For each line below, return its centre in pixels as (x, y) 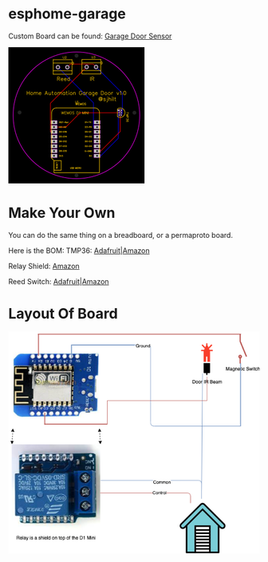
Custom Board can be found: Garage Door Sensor (90, 36)
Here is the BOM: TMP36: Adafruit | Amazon (79, 250)
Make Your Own (62, 213)
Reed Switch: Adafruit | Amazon (59, 281)
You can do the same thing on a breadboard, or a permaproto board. (121, 235)
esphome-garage (67, 14)
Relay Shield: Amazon (44, 266)
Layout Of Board (63, 314)
